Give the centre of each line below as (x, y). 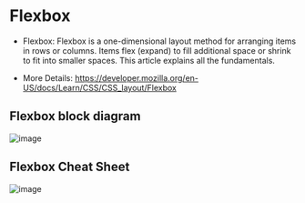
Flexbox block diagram (75, 116)
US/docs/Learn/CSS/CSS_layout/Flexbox (100, 87)
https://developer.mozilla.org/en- (136, 77)
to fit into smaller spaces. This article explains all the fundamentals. (149, 60)
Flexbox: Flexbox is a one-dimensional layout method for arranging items (159, 41)
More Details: (47, 77)
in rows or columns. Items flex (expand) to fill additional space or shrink (157, 50)
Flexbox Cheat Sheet (70, 167)
